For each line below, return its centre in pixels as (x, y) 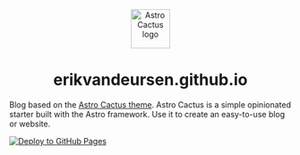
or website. (30, 124)
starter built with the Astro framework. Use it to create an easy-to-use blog (147, 114)
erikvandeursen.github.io (150, 80)
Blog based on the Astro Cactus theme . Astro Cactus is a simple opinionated (150, 104)
